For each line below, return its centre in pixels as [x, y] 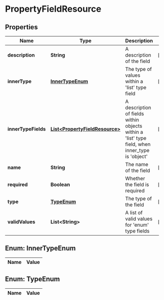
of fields [134, 114]
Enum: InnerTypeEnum [41, 248]
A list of [134, 213]
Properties [21, 27]
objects [134, 126]
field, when [138, 144]
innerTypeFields [27, 129]
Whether [135, 178]
